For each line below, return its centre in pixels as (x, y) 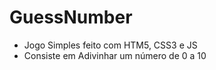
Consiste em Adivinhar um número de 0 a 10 (115, 55)
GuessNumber (71, 17)
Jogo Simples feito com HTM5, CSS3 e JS (110, 45)
